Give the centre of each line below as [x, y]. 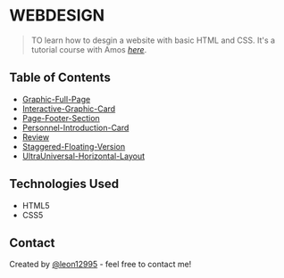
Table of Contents [60, 78]
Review [36, 137]
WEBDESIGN [57, 16]
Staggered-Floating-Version [74, 146]
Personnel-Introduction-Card [75, 127]
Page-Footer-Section [61, 118]
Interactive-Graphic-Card [69, 109]
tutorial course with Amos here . [89, 49]
